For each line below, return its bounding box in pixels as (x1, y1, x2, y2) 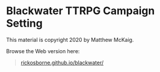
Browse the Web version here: (6, 47, 80, 54)
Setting (6, 17, 43, 30)
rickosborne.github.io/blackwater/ (20, 59, 104, 66)
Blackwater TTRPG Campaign (6, 4, 155, 18)
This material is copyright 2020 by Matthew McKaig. (6, 36, 135, 43)
